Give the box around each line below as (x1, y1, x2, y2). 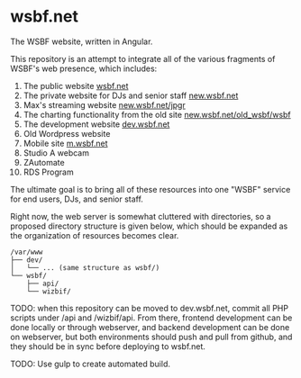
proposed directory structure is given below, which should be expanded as (10, 220, 288, 231)
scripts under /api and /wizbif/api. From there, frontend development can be (10, 312, 293, 323)
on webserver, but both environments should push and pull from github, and (10, 331, 293, 342)
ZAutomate (23, 157, 66, 167)
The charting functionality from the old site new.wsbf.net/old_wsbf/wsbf (23, 109, 291, 120)
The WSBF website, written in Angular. (10, 36, 153, 47)
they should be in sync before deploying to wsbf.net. (10, 340, 206, 352)
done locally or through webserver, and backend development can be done (10, 321, 290, 332)
